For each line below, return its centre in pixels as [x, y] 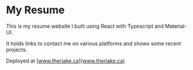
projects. [17, 49]
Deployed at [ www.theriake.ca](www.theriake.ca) [66, 61]
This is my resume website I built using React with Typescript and [85, 26]
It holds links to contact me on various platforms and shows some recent [94, 43]
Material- [176, 26]
